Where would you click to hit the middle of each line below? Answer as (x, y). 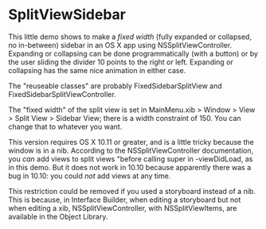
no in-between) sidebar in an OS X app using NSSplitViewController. (120, 45)
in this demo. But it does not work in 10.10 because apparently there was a (130, 167)
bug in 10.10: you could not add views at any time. (90, 176)
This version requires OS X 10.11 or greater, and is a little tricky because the (131, 142)
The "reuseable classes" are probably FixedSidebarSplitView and (115, 86)
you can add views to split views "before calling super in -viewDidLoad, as (131, 159)
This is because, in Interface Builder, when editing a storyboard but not (125, 200)
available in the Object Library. (58, 216)
